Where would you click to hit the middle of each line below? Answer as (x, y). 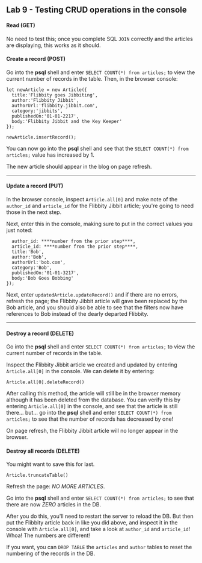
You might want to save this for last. (50, 464)
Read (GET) (21, 25)
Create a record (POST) (36, 59)
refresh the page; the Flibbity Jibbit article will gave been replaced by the (97, 301)
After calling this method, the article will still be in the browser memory (93, 394)
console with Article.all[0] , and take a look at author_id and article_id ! (98, 529)
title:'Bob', (28, 252)
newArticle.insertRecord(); (41, 137)
